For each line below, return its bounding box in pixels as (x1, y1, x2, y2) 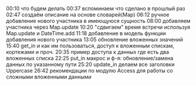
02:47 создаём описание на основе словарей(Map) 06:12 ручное (6, 11, 170, 18)
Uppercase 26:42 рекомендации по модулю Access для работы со (6, 67, 173, 74)
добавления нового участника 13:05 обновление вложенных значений (6, 36, 184, 43)
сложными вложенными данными (6, 73, 92, 80)
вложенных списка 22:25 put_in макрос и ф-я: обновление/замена (6, 55, 174, 61)
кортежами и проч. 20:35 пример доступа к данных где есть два (6, 49, 169, 55)
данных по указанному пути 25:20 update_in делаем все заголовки (6, 61, 175, 68)
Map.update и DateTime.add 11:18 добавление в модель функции (6, 30, 166, 37)
